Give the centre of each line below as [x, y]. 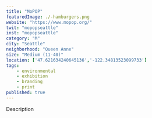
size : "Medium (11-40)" [35, 55]
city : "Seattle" [26, 44]
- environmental [36, 71]
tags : [13, 65]
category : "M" [23, 38]
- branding [30, 82]
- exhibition [32, 76]
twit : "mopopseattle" [32, 28]
